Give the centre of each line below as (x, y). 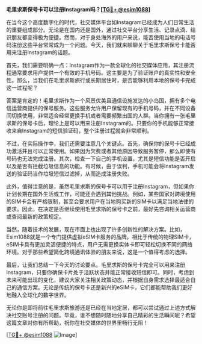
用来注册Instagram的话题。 (40, 52)
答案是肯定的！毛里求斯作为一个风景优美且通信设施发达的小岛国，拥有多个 (98, 101)
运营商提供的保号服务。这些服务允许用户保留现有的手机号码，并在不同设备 (103, 108)
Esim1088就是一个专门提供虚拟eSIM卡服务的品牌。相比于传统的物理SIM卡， (100, 237)
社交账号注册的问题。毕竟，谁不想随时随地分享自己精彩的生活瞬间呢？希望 (103, 315)
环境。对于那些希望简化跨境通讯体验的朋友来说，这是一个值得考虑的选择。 (98, 252)
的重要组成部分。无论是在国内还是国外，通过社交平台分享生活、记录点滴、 (98, 30)
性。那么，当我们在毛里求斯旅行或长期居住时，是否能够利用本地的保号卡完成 (101, 80)
